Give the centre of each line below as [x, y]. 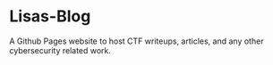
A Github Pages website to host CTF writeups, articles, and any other [136, 41]
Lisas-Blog [50, 16]
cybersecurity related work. [60, 50]
